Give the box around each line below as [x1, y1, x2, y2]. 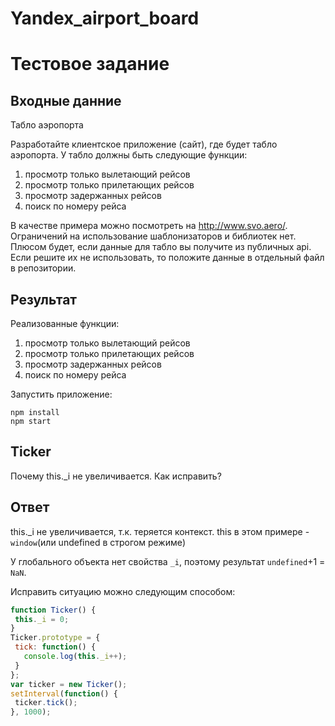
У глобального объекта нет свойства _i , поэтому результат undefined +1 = [10, 555, 326, 567]
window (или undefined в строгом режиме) [10, 536, 187, 548]
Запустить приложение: [10, 388, 113, 400]
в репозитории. [10, 262, 77, 274]
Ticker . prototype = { [10, 633, 101, 643]
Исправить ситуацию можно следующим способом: [10, 585, 236, 597]
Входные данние [10, 92, 122, 109]
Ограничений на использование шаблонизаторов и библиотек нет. [10, 230, 297, 242]
